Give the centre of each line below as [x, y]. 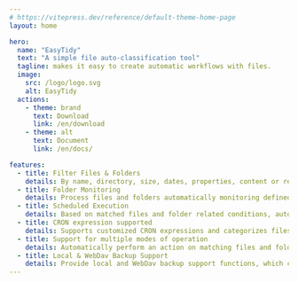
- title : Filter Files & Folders [79, 173]
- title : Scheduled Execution [73, 206]
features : [27, 165]
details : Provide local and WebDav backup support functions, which [154, 264]
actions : [33, 99]
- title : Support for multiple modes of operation [113, 239]
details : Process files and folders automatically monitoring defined [158, 198]
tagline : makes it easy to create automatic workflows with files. [145, 67]
